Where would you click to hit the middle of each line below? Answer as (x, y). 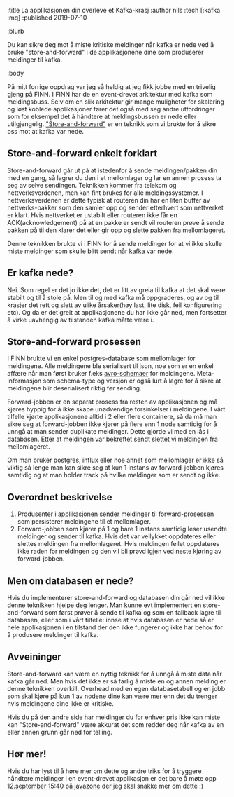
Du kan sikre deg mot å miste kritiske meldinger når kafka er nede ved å (111, 45)
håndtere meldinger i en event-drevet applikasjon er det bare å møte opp (112, 778)
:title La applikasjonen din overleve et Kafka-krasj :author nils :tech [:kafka (114, 10)
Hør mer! (27, 754)
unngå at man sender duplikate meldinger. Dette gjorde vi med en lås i (108, 432)
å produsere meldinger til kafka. (53, 635)
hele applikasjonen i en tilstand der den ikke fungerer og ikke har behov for (115, 627)
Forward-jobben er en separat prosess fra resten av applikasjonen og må (112, 402)
